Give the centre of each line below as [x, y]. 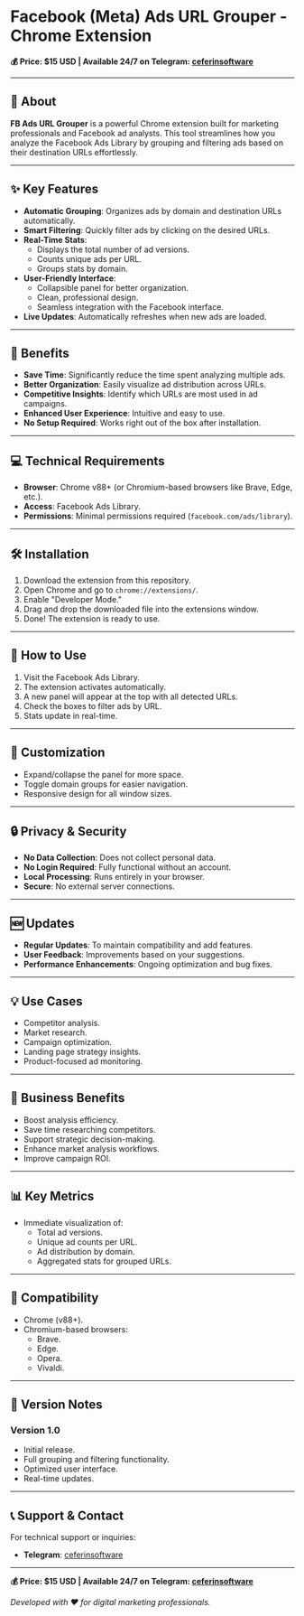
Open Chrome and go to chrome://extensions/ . [111, 590]
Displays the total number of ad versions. [113, 249]
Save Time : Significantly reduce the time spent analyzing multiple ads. [154, 375]
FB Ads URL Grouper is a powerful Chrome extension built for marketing [144, 123]
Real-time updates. [59, 1479]
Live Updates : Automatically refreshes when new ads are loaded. [145, 316]
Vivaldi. [51, 1368]
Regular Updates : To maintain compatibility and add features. [138, 945]
